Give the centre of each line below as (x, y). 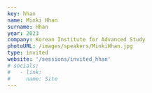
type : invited (28, 53)
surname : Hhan (28, 27)
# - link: (25, 72)
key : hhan (22, 14)
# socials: (23, 66)
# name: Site (33, 79)
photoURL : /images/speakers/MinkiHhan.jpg (70, 46)
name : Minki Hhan (33, 20)
